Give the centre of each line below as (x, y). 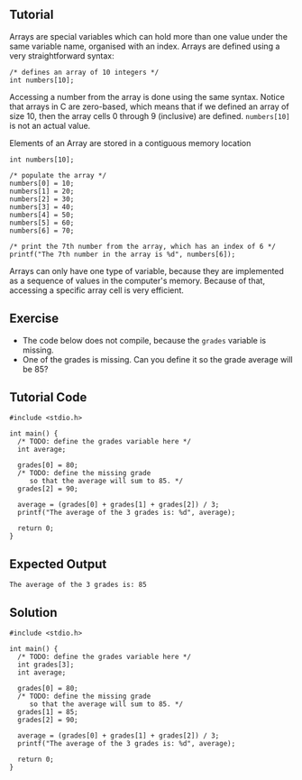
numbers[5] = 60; (42, 223)
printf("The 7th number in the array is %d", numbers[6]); (123, 254)
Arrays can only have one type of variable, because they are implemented (146, 271)
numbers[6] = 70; (42, 230)
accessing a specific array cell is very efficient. (97, 290)
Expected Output (58, 564)
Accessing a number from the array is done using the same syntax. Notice (147, 96)
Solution (33, 612)
